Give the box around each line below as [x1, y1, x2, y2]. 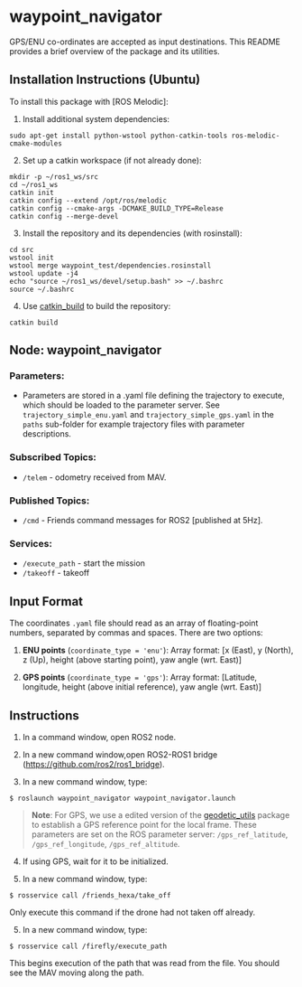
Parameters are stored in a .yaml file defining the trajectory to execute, [22, 390, 286, 401]
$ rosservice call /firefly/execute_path [9, 942, 168, 951]
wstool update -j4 [9, 268, 78, 277]
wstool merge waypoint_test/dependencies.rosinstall [9, 260, 212, 270]
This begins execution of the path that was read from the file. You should [9, 957, 280, 968]
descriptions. [22, 428, 72, 439]
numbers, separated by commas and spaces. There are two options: [9, 627, 263, 638]
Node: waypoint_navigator [9, 343, 162, 358]
